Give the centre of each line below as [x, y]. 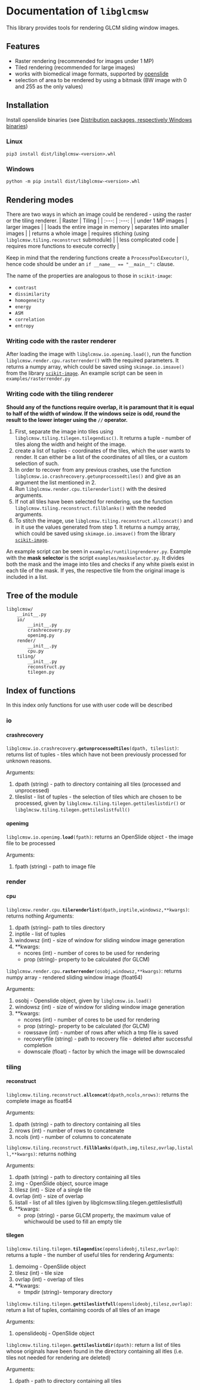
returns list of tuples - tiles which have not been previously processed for [96, 755]
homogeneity [30, 300]
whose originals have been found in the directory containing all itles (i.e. [95, 1351]
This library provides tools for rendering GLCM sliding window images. [93, 28]
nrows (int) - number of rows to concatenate [69, 1130]
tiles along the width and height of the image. [70, 444]
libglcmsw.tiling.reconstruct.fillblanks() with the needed [90, 508]
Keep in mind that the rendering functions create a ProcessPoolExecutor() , [98, 257]
